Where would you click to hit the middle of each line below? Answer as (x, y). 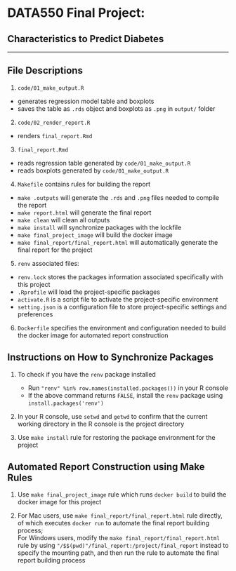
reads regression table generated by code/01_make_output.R (104, 163)
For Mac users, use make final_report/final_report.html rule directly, (120, 516)
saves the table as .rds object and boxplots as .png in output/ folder (116, 108)
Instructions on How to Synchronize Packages (111, 357)
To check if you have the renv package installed (86, 374)
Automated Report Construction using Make (106, 467)
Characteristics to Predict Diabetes (86, 39)
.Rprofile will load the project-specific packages (88, 292)
